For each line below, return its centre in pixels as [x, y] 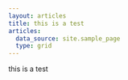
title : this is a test [46, 23]
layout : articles [37, 16]
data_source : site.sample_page [68, 38]
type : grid [34, 46]
